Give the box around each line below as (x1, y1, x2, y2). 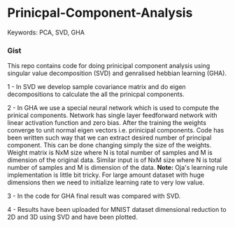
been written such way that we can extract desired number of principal (7, 133, 212, 142)
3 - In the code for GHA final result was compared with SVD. (7, 192, 181, 201)
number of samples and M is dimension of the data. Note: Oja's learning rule (7, 163, 228, 172)
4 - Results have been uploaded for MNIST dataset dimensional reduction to (7, 206, 227, 214)
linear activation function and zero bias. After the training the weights (7, 119, 206, 127)
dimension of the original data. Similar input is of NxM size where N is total (7, 156, 222, 164)
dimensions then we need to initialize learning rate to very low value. (7, 178, 205, 187)
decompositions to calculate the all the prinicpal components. (7, 90, 185, 99)
